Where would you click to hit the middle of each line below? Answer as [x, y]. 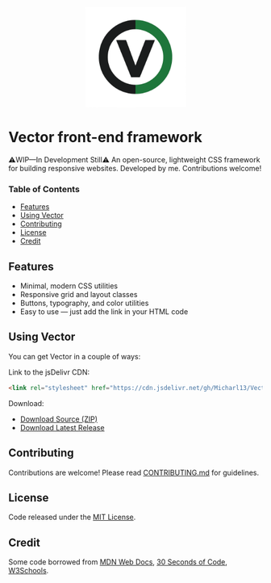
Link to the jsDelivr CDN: [49, 372]
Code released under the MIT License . [72, 517]
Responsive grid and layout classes [79, 295]
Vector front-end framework [106, 138]
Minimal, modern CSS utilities [69, 286]
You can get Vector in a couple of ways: [75, 356]
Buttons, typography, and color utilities [84, 303]
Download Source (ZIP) [59, 419]
